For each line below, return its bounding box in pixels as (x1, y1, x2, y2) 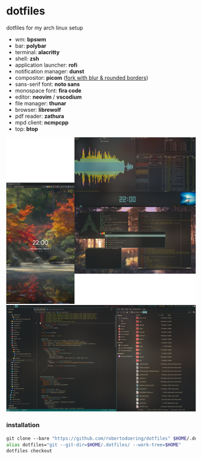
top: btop (14, 125, 38, 132)
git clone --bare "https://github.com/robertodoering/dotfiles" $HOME (6, 435, 187, 442)
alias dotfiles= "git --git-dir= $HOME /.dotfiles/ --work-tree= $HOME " (6, 442, 182, 448)
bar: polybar (14, 42, 47, 49)
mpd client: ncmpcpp (14, 119, 69, 126)
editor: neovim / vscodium (14, 93, 82, 100)
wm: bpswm (14, 35, 46, 43)
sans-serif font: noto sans (14, 80, 80, 88)
